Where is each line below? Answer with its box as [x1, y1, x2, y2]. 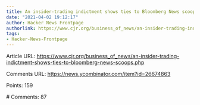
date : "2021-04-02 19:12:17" [6, 14, 79, 20]
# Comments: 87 [6, 93, 47, 100]
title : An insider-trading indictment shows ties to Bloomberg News [6, 8, 180, 15]
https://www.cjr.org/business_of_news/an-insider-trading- [36, 53, 180, 59]
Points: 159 [6, 82, 33, 89]
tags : [6, 31, 20, 37]
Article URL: [6, 53, 36, 59]
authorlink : [6, 25, 36, 31]
